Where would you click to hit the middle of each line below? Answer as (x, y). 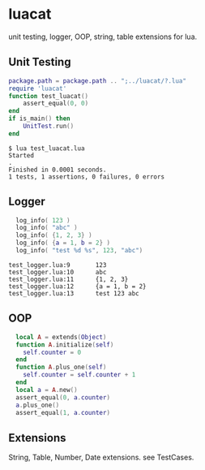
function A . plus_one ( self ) (61, 367)
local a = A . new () (47, 390)
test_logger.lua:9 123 (58, 265)
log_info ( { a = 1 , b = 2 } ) (63, 243)
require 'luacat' (38, 88)
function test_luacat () (49, 96)
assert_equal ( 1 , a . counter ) (63, 412)
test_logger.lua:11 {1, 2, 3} (68, 279)
